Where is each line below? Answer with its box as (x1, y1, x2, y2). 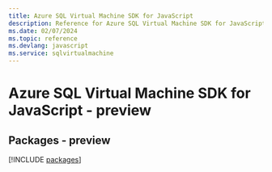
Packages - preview (8, 133, 111, 147)
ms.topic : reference (8, 34, 79, 43)
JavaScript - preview (8, 102, 152, 120)
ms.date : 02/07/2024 (8, 27, 79, 35)
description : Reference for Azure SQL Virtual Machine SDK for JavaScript (8, 19, 266, 27)
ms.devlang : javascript (8, 42, 89, 50)
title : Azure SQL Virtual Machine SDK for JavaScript (8, 11, 194, 20)
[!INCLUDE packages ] (8, 155, 82, 164)
